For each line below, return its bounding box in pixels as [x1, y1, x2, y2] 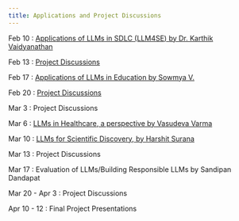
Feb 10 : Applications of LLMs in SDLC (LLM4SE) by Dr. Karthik [8, 33, 214, 43]
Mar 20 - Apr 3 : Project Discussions [8, 188, 128, 198]
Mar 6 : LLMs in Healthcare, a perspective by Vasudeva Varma [8, 118, 213, 128]
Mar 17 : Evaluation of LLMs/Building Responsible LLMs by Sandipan [8, 164, 232, 174]
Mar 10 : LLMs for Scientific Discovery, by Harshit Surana [8, 134, 195, 143]
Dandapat [8, 173, 40, 182]
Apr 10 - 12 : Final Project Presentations [8, 204, 137, 213]
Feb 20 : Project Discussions [8, 88, 102, 97]
